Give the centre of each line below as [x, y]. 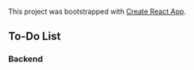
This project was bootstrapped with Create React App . [97, 12]
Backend [26, 59]
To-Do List [35, 36]
